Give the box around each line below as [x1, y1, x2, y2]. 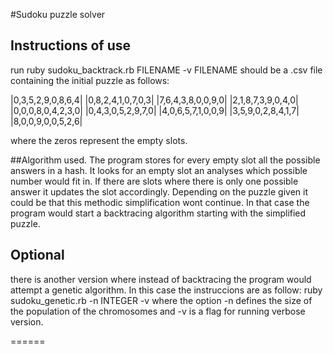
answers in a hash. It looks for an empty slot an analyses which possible [10, 164, 308, 176]
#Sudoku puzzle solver [10, 9, 106, 20]
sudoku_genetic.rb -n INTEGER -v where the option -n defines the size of [10, 294, 313, 306]
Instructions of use [10, 37, 132, 54]
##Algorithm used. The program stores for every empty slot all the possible [10, 154, 321, 166]
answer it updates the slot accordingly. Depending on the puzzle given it [10, 185, 308, 198]
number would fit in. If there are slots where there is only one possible [10, 175, 299, 187]
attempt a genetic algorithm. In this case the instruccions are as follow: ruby [10, 284, 323, 296]
